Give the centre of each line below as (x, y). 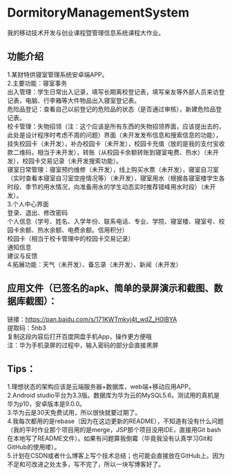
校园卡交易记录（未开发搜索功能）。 (72, 161)
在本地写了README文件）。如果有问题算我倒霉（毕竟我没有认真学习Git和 (110, 438)
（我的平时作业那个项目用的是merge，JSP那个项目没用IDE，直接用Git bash (114, 430)
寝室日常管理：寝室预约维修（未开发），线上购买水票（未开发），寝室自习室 (113, 169)
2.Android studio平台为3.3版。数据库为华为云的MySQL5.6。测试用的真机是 (114, 396)
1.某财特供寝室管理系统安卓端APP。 (58, 75)
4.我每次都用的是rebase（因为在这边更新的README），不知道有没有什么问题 (116, 421)
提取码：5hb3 (27, 328)
